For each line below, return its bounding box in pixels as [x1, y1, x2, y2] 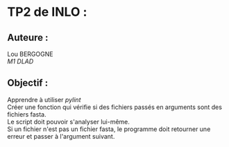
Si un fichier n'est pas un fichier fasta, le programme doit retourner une [7, 125, 211, 133]
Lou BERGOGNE [7, 50, 53, 58]
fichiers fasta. [7, 110, 46, 118]
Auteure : [7, 32, 49, 43]
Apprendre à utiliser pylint [7, 95, 81, 104]
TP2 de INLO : [7, 4, 87, 20]
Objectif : [7, 77, 49, 89]
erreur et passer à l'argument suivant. [7, 132, 115, 140]
